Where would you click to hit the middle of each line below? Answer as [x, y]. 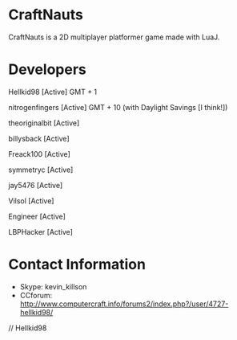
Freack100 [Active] [39, 154]
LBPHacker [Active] [41, 231]
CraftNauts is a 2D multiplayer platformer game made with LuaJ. [114, 37]
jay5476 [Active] [36, 185]
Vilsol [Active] [31, 201]
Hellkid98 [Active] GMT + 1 [53, 92]
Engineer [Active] [37, 216]
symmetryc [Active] [41, 170]
